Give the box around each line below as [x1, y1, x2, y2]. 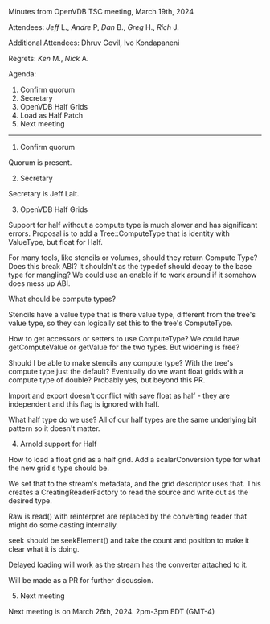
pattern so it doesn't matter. [8, 424, 100, 433]
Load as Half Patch [19, 110, 84, 120]
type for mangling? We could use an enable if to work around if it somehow [8, 270, 257, 279]
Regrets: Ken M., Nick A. [8, 54, 89, 63]
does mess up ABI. [8, 279, 71, 288]
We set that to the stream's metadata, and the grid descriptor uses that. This [8, 479, 261, 488]
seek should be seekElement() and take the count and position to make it [8, 535, 250, 545]
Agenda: [8, 69, 37, 79]
